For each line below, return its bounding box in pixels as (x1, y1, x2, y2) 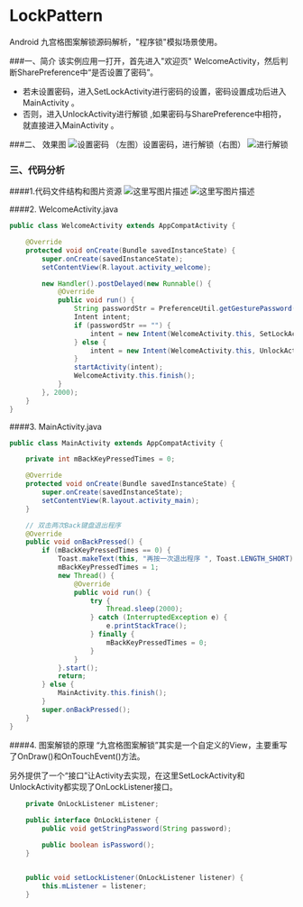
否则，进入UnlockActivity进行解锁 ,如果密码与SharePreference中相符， (22, 108, 287, 119)
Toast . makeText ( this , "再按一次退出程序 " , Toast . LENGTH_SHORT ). (57, 554, 298, 563)
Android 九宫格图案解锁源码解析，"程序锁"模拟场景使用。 (9, 36, 223, 47)
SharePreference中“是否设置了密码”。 (16, 67, 159, 78)
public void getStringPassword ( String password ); (41, 824, 232, 834)
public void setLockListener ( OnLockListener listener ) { (25, 873, 244, 882)
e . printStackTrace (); (106, 621, 188, 631)
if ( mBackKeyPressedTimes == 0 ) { (41, 546, 171, 555)
